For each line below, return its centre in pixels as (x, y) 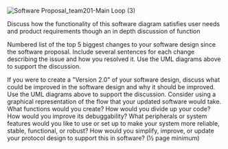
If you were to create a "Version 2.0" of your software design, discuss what (114, 80)
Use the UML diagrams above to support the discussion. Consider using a (112, 94)
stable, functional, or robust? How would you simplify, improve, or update (111, 131)
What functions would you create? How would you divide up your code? (109, 109)
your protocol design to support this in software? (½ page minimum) (103, 138)
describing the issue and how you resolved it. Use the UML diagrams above (114, 59)
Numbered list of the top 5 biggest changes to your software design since (112, 44)
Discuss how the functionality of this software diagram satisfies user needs (114, 24)
